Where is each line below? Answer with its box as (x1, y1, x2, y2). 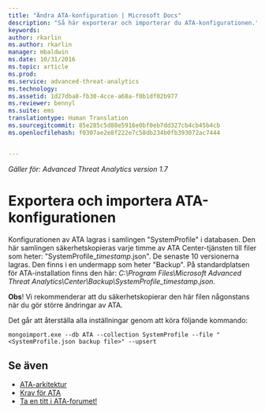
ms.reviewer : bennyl (8, 99, 77, 107)
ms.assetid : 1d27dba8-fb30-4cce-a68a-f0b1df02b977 (8, 92, 178, 100)
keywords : (8, 26, 41, 34)
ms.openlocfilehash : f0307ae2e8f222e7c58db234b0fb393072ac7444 (8, 128, 221, 136)
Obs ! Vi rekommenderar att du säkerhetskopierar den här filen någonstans (8, 292, 250, 301)
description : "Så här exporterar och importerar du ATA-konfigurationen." (8, 19, 259, 27)
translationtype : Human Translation (8, 114, 129, 122)
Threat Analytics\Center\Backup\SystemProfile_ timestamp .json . (8, 277, 215, 286)
